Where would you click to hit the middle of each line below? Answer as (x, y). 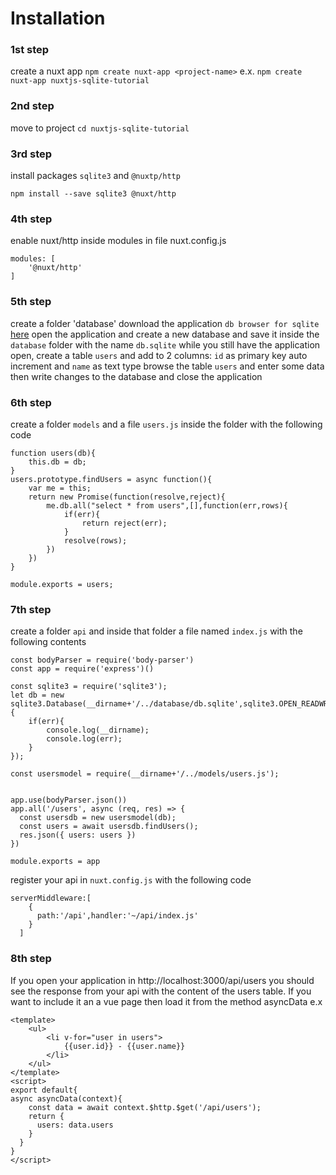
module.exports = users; (62, 584)
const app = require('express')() (82, 669)
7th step (31, 609)
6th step (31, 402)
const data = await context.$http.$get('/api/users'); (145, 1107)
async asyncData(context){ (66, 1098)
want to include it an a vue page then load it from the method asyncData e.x (166, 1001)
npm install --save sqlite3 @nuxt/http (93, 194)
